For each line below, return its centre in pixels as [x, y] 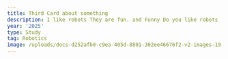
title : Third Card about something [58, 13]
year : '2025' [26, 26]
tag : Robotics [27, 39]
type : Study [24, 32]
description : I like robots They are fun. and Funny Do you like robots [113, 20]
